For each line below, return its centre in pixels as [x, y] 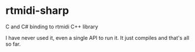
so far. [13, 44]
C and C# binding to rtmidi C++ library [52, 27]
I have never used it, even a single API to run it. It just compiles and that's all [97, 38]
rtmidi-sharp [37, 11]
